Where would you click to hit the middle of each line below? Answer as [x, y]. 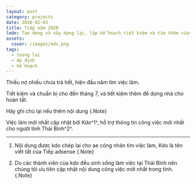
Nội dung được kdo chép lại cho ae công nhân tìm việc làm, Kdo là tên [98, 145]
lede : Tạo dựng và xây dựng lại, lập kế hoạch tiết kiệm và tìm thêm [92, 33]
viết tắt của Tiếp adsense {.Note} [54, 152]
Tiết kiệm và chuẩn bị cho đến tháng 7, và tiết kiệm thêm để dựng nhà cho [95, 93]
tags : [13, 50]
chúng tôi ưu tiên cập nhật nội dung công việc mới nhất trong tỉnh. [94, 169]
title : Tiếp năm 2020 [32, 28]
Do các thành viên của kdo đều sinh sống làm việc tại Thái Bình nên [96, 163]
